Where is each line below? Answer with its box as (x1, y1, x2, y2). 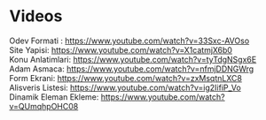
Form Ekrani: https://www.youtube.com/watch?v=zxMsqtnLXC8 (9, 72, 242, 83)
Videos (9, 6, 63, 26)
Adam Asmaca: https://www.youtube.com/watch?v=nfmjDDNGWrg (9, 64, 254, 74)
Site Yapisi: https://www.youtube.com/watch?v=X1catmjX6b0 (9, 44, 233, 55)
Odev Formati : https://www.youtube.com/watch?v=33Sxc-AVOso (9, 35, 250, 46)
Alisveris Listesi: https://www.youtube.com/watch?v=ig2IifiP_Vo (9, 82, 241, 93)
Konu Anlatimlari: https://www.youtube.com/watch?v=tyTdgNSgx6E (9, 54, 257, 64)
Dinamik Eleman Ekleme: (9, 91, 99, 102)
